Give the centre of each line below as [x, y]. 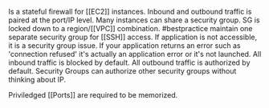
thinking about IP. [37, 80]
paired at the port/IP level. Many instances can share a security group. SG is [134, 20]
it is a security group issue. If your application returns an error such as [124, 46]
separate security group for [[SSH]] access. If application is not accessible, [133, 37]
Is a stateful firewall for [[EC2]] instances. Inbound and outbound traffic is [130, 12]
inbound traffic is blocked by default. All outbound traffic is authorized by [129, 62]
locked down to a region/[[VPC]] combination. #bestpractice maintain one [130, 28]
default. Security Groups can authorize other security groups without [122, 71]
